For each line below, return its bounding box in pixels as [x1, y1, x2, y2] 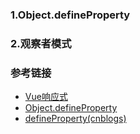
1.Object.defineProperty [10, 8, 131, 22]
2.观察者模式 [10, 36, 72, 50]
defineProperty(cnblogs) [24, 113, 127, 125]
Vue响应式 [24, 91, 68, 103]
